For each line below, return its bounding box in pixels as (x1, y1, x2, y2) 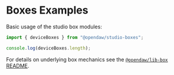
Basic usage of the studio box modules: (6, 23, 102, 30)
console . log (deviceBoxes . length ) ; (6, 45, 91, 51)
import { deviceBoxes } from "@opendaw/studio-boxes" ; (6, 34, 144, 40)
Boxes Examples (6, 4, 88, 17)
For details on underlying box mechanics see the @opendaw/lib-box (6, 56, 168, 63)
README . (6, 62, 29, 69)
